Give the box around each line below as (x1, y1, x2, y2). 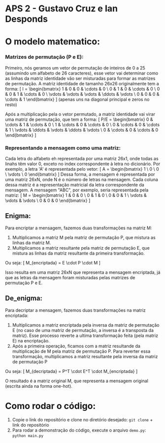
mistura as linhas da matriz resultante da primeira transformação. (12, 250, 145, 256)
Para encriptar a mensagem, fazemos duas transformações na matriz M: (5, 225, 152, 231)
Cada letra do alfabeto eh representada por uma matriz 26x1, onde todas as (5, 155, 159, 161)
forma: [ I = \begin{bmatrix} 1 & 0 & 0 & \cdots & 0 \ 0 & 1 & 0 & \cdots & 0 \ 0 (5, 86, 160, 92)
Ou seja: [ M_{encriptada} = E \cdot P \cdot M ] (5, 259, 101, 265)
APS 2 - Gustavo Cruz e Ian (5, 3, 118, 14)
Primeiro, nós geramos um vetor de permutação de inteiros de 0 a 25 (5, 65, 145, 71)
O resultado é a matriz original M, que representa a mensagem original (5, 378, 149, 384)
